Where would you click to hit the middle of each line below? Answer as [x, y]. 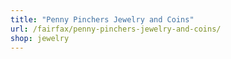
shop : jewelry [40, 38]
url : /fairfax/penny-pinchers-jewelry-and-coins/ [116, 29]
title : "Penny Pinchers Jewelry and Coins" [102, 19]
